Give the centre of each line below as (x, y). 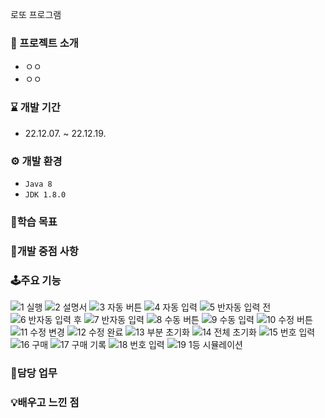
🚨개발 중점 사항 (44, 251)
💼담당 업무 (34, 373)
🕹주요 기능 (36, 280)
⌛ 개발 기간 (35, 108)
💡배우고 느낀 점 (45, 402)
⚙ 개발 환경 (36, 161)
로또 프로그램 (36, 14)
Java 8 (38, 184)
